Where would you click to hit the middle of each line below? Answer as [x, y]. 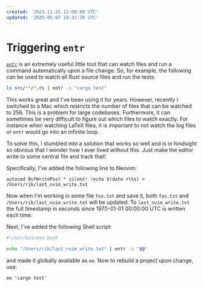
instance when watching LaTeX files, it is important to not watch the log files [101, 125]
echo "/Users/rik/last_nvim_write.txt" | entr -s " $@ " [77, 249]
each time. [19, 215]
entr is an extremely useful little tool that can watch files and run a [89, 64]
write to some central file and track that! [56, 157]
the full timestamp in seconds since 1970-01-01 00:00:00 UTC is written [96, 209]
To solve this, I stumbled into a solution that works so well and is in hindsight [101, 143]
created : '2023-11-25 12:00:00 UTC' [52, 12]
